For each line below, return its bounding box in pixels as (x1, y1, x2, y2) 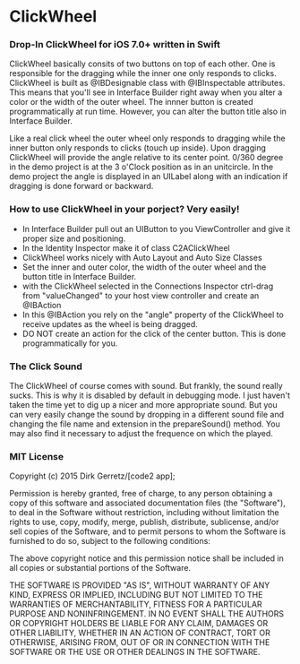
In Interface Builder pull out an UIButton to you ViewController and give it (21, 223, 291, 234)
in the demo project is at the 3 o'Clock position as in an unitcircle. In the (9, 161, 274, 172)
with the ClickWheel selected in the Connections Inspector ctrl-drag (21, 280, 274, 291)
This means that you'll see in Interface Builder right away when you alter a (9, 87, 283, 98)
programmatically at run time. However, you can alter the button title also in (9, 106, 287, 117)
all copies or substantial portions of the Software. (9, 563, 191, 573)
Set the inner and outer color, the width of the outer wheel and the (21, 262, 267, 272)
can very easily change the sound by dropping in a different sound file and (9, 410, 285, 420)
